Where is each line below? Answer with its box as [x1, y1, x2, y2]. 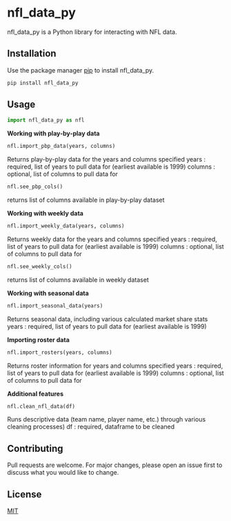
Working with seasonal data [7, 289, 90, 297]
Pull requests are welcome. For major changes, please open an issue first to [7, 461, 223, 469]
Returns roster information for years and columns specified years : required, [7, 361, 223, 370]
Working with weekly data [7, 209, 84, 218]
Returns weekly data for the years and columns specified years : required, [7, 235, 217, 243]
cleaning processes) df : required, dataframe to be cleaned [7, 423, 175, 431]
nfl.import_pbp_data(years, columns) [7, 143, 116, 150]
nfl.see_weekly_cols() [7, 263, 72, 270]
